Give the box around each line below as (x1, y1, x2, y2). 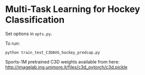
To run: (5, 40, 20, 46)
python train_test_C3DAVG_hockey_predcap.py (5, 50, 100, 55)
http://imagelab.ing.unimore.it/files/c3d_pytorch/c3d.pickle (5, 64, 128, 70)
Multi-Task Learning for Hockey (5, 3, 140, 15)
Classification (5, 14, 64, 25)
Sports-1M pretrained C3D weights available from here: (5, 58, 120, 64)
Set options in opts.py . (5, 30, 52, 36)
